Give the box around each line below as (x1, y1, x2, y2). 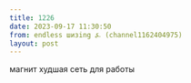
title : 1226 (9, 13, 55, 23)
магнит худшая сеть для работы (9, 64, 135, 75)
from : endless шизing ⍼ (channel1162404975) (9, 30, 183, 39)
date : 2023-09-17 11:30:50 (9, 22, 112, 31)
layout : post (9, 38, 59, 48)
